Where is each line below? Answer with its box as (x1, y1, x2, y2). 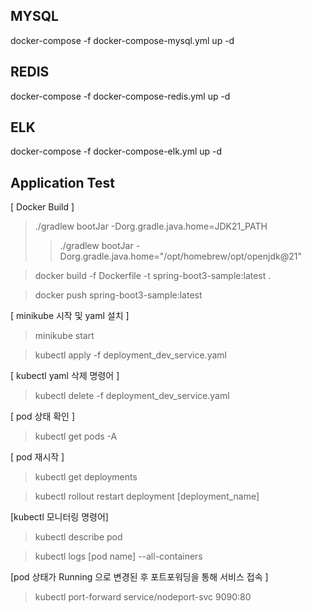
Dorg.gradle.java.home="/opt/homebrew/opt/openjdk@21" (59, 250, 302, 263)
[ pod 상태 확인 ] (10, 410, 76, 423)
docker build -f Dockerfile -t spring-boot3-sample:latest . (34, 270, 272, 282)
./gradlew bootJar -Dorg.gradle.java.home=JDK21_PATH (34, 220, 268, 233)
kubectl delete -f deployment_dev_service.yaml (34, 390, 230, 402)
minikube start (34, 330, 95, 342)
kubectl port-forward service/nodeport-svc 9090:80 (34, 591, 252, 603)
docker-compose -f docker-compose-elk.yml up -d (10, 145, 223, 158)
